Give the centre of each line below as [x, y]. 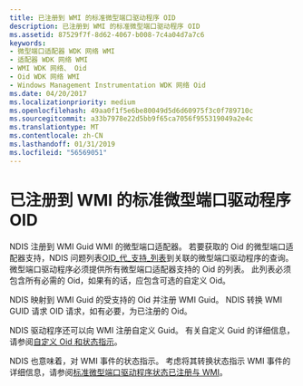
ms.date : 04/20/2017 [49, 93]
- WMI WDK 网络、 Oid [48, 69]
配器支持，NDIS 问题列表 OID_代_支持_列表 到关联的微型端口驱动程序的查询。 [151, 257]
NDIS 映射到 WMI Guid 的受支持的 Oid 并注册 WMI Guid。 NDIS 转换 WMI [146, 299]
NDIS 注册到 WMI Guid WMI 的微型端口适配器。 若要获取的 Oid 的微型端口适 [151, 246]
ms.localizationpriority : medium [73, 102]
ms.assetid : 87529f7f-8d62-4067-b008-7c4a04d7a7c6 [107, 34]
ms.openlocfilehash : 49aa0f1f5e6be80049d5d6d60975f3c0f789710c [132, 111]
